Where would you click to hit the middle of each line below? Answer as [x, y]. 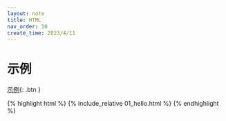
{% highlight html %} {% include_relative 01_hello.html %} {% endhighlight [113, 104]
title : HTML [24, 20]
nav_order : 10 [28, 26]
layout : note [26, 13]
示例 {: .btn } [24, 90]
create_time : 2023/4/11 [41, 33]
